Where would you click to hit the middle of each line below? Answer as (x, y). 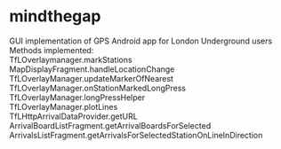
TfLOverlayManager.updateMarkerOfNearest (91, 78)
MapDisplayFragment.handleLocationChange (92, 69)
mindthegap (55, 16)
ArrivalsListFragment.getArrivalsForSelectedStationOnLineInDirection (136, 135)
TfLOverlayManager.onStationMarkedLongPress (98, 88)
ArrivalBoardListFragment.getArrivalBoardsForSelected (110, 125)
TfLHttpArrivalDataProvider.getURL (73, 116)
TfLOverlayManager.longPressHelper (77, 97)
